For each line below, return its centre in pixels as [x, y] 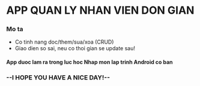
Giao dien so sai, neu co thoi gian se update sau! [75, 48]
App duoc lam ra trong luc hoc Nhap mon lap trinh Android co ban [89, 62]
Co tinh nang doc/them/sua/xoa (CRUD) [64, 42]
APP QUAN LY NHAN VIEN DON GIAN [100, 10]
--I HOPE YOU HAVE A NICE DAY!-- [58, 77]
